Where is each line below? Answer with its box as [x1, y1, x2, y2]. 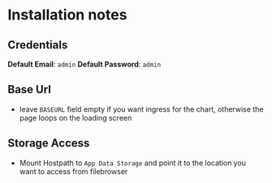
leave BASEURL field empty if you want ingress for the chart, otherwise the [19, 104, 264, 114]
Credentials [7, 38, 68, 52]
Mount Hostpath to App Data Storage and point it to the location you [19, 158, 247, 168]
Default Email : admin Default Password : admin [7, 59, 162, 69]
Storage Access [7, 136, 90, 151]
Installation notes [7, 6, 127, 24]
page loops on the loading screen [19, 113, 132, 122]
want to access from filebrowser [19, 166, 128, 176]
